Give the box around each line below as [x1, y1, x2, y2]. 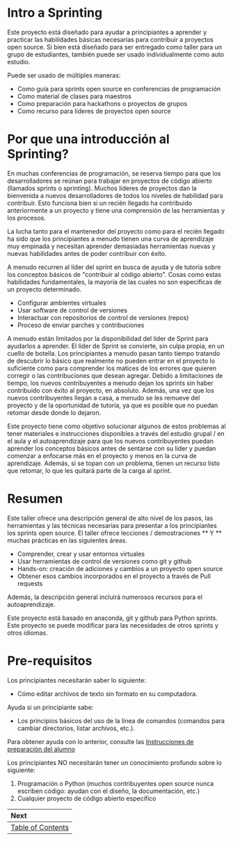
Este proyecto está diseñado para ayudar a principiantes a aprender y [7, 28, 207, 36]
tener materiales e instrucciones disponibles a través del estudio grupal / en [7, 429, 225, 437]
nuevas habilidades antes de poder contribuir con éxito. [7, 249, 167, 257]
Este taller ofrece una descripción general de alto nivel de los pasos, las [7, 514, 214, 522]
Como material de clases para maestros [17, 92, 132, 100]
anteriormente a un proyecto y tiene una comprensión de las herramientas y [7, 206, 225, 214]
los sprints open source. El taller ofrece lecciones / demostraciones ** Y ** [7, 529, 223, 537]
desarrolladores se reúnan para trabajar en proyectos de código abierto [7, 176, 213, 185]
